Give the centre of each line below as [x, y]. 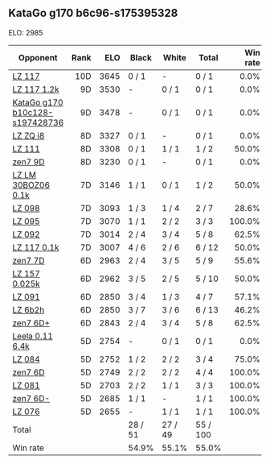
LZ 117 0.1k [36, 247]
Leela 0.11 [33, 336]
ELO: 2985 [26, 32]
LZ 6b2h [29, 309]
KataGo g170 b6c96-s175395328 [93, 13]
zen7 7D [29, 260]
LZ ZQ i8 [29, 135]
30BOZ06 [31, 184]
